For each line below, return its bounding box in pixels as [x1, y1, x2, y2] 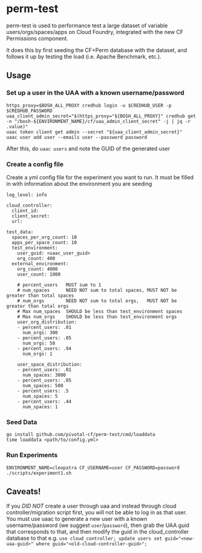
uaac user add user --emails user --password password [6, 134, 148, 141]
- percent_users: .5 [17, 388, 69, 394]
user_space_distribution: [17, 361, 83, 368]
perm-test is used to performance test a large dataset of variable [6, 22, 168, 29]
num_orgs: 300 [22, 329, 59, 336]
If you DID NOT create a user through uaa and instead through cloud [6, 502, 177, 510]
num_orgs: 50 [22, 340, 56, 346]
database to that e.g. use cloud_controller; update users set [6, 535, 162, 542]
